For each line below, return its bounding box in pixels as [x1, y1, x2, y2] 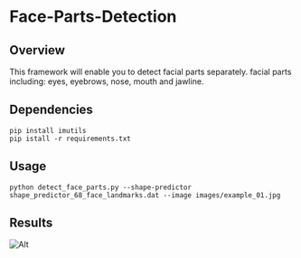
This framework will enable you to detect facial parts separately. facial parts [9, 66, 292, 77]
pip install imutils [9, 126, 88, 135]
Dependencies [9, 102, 93, 118]
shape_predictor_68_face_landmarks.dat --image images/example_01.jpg [9, 190, 281, 200]
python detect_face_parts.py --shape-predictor [9, 183, 193, 192]
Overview [9, 43, 66, 58]
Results [9, 215, 53, 231]
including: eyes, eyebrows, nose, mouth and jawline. [9, 76, 204, 87]
